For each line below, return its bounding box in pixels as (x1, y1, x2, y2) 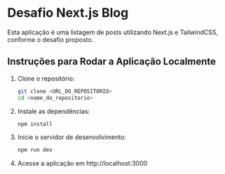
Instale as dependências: (17, 107, 90, 115)
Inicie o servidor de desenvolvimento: (17, 133, 126, 141)
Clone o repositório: (17, 74, 75, 82)
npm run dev (17, 147, 53, 154)
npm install (17, 120, 53, 127)
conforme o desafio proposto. (7, 35, 94, 43)
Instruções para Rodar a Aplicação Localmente (7, 56, 216, 68)
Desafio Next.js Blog (7, 5, 129, 21)
